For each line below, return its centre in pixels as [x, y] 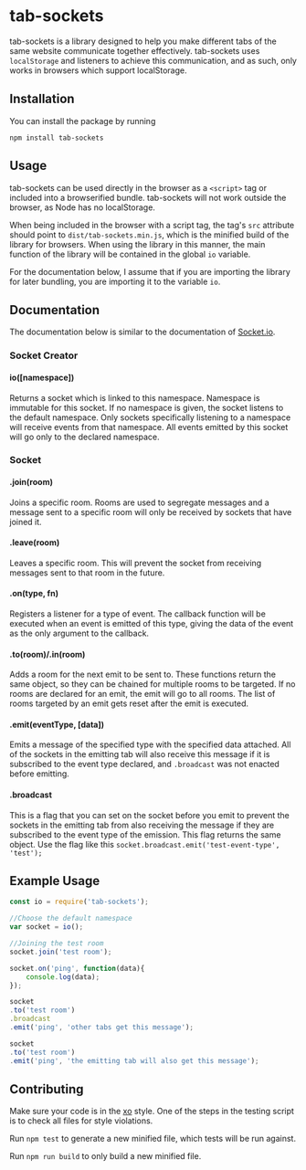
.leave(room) [35, 543]
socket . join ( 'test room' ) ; [61, 952]
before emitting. [40, 774]
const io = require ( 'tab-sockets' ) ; [79, 902]
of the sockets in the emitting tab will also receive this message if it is [140, 754]
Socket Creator [44, 355]
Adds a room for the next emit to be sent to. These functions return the [143, 675]
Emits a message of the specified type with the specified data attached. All [150, 744]
